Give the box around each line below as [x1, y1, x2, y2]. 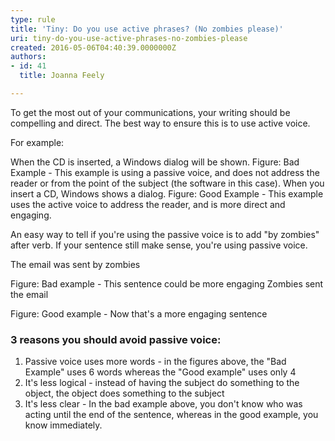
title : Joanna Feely [19, 71, 105, 81]
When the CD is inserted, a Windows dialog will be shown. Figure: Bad [10, 156, 300, 168]
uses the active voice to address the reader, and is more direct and [10, 198, 286, 210]
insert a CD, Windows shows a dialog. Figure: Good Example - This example [10, 187, 324, 200]
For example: [10, 136, 65, 148]
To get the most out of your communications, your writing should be [10, 106, 291, 118]
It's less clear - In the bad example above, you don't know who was [24, 398, 303, 410]
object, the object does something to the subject [24, 387, 225, 400]
